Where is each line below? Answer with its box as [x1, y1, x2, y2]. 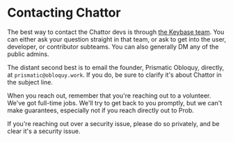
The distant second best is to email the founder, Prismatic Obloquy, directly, [7, 63, 225, 71]
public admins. [7, 50, 49, 58]
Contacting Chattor [7, 5, 121, 21]
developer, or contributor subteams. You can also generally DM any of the [7, 42, 219, 51]
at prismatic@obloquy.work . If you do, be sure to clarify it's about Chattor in [7, 71, 222, 79]
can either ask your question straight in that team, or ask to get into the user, [7, 35, 227, 43]
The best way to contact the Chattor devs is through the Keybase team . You [7, 28, 225, 36]
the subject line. [7, 78, 54, 86]
